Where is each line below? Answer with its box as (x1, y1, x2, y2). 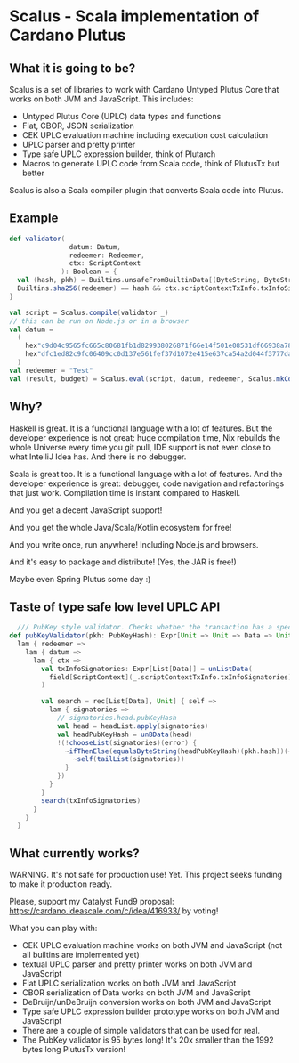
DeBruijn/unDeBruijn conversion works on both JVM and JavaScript (21, 997, 271, 1008)
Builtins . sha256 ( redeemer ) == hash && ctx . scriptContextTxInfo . (17, 284, 261, 293)
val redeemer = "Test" (9, 366, 93, 375)
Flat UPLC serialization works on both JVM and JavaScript (21, 978, 237, 989)
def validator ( (9, 234, 66, 243)
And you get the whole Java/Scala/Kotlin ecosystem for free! (9, 522, 232, 532)
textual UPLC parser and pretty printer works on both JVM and (21, 959, 253, 970)
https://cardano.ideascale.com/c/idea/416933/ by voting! (9, 905, 219, 916)
